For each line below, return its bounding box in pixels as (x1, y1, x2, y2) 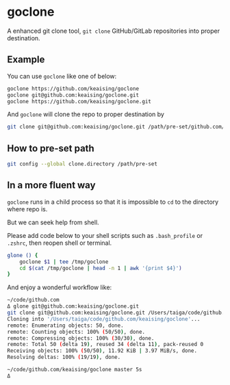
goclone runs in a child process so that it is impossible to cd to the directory (7, 198, 219, 206)
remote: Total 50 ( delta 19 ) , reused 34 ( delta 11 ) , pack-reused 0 (7, 341, 204, 348)
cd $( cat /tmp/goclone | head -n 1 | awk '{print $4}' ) (19, 265, 183, 271)
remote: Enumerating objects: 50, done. (7, 322, 125, 329)
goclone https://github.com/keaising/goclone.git (7, 98, 152, 105)
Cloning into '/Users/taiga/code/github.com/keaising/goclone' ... (7, 315, 201, 322)
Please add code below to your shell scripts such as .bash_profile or (7, 231, 203, 239)
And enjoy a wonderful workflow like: (7, 283, 112, 291)
